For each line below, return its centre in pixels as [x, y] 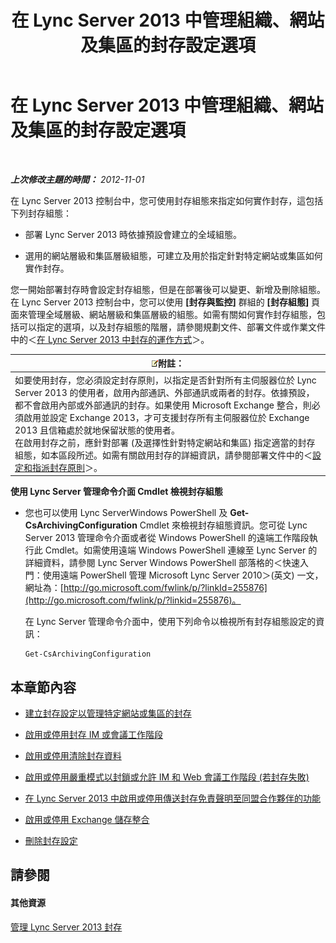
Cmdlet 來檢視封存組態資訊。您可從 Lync [223, 525]
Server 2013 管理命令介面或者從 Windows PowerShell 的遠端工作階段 [167, 538]
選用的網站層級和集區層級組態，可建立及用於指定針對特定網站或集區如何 [173, 255]
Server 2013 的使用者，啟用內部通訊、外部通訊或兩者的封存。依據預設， [164, 392]
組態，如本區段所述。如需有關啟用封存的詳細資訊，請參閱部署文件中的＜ [163, 455]
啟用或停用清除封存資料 [73, 755]
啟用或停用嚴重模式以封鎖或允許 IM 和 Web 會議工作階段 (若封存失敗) [167, 777]
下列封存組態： [41, 213]
